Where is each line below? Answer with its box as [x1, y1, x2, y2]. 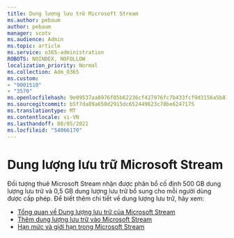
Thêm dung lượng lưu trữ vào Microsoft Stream [17, 215, 153, 223]
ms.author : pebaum [7, 17, 61, 24]
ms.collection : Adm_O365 [7, 68, 79, 75]
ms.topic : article [7, 42, 61, 49]
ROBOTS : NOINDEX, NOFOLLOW [7, 56, 86, 63]
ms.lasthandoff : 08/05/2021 [7, 120, 89, 127]
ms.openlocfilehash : [7, 95, 68, 102]
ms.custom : [7, 74, 39, 82]
